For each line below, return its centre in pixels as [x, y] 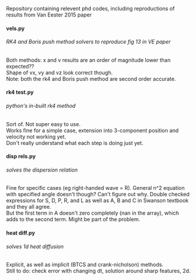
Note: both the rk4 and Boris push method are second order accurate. [91, 78]
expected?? [20, 66]
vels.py [15, 28]
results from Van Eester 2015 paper [49, 15]
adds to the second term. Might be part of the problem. [73, 219]
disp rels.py [21, 156]
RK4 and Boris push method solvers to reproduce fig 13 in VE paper [89, 42]
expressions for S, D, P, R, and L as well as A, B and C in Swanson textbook [97, 200]
